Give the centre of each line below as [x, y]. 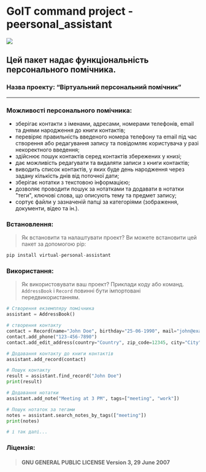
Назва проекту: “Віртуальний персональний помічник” [94, 87]
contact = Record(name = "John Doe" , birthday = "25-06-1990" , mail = [91, 331]
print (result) [25, 382]
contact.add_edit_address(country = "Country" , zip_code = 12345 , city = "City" [104, 342]
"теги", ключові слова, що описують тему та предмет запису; [96, 195]
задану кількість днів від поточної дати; [67, 175]
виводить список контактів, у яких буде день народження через [100, 169]
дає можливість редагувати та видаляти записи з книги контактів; [102, 162]
